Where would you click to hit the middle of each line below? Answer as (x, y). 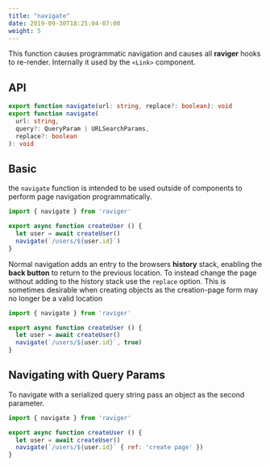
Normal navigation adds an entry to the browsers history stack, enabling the (135, 264)
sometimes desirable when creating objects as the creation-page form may (133, 289)
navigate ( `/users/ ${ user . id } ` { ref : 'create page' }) (110, 447)
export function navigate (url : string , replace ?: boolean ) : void (120, 106)
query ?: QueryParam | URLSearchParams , (83, 129)
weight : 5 (25, 31)
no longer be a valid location (56, 298)
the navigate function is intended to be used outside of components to (125, 188)
